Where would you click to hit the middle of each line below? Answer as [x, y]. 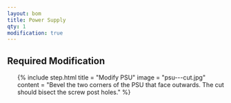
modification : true [35, 33]
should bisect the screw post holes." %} [74, 92]
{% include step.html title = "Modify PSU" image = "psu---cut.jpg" [111, 77]
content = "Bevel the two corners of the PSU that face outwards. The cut [120, 85]
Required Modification [56, 60]
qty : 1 [17, 26]
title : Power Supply [37, 20]
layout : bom [24, 13]
